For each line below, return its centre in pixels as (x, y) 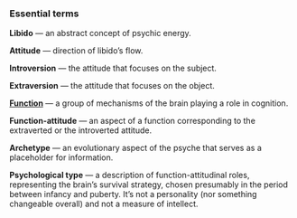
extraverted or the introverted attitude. (80, 130)
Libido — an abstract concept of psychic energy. (100, 33)
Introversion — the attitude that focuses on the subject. (113, 68)
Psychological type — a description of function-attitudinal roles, (130, 175)
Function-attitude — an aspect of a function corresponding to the (132, 121)
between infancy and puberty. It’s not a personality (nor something (133, 194)
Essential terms (44, 14)
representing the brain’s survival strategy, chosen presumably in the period (149, 185)
